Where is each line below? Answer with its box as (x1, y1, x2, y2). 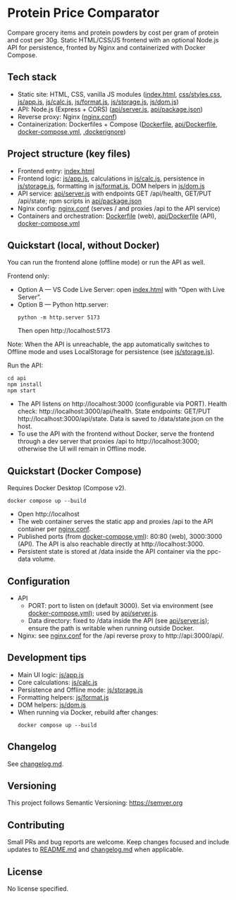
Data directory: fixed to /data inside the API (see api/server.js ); (27, 616, 209, 625)
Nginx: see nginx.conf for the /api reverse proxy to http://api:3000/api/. (17, 631, 224, 640)
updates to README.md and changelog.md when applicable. (7, 845, 185, 854)
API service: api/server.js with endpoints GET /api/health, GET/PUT (17, 189, 212, 197)
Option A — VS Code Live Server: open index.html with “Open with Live (17, 286, 225, 294)
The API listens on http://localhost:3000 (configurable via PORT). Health (17, 400, 228, 408)
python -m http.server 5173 (17, 314, 100, 322)
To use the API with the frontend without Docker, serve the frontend (17, 430, 215, 438)
